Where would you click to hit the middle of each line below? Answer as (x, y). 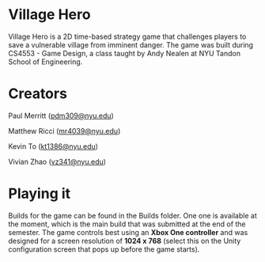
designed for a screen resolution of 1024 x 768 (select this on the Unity (125, 241)
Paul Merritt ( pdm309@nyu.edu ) (61, 116)
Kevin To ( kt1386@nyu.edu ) (53, 146)
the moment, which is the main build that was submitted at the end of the (127, 224)
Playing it (40, 194)
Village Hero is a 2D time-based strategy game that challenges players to (127, 36)
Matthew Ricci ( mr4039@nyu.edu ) (64, 131)
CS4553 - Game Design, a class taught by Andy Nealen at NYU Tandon (125, 53)
